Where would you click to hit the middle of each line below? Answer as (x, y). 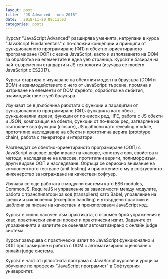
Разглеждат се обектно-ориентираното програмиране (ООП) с (73, 147)
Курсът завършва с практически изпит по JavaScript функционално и (80, 240)
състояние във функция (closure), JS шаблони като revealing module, (79, 127)
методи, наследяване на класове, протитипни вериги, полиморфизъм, (81, 158)
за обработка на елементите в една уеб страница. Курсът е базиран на (82, 59)
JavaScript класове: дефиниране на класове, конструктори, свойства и (82, 153)
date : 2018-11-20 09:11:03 (36, 19)
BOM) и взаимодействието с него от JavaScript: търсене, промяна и (78, 85)
